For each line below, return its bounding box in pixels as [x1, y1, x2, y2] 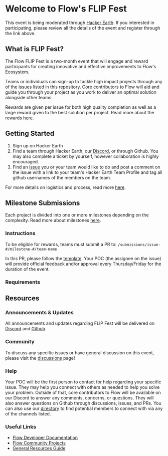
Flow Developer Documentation [12, 434, 78, 441]
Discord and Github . [5, 326, 47, 332]
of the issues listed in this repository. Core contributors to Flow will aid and [5, 84, 159, 90]
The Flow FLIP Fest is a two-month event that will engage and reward [5, 58, 148, 64]
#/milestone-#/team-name [5, 247, 57, 252]
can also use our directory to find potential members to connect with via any [5, 405, 163, 411]
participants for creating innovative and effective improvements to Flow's [5, 63, 156, 69]
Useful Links [5, 423, 37, 430]
